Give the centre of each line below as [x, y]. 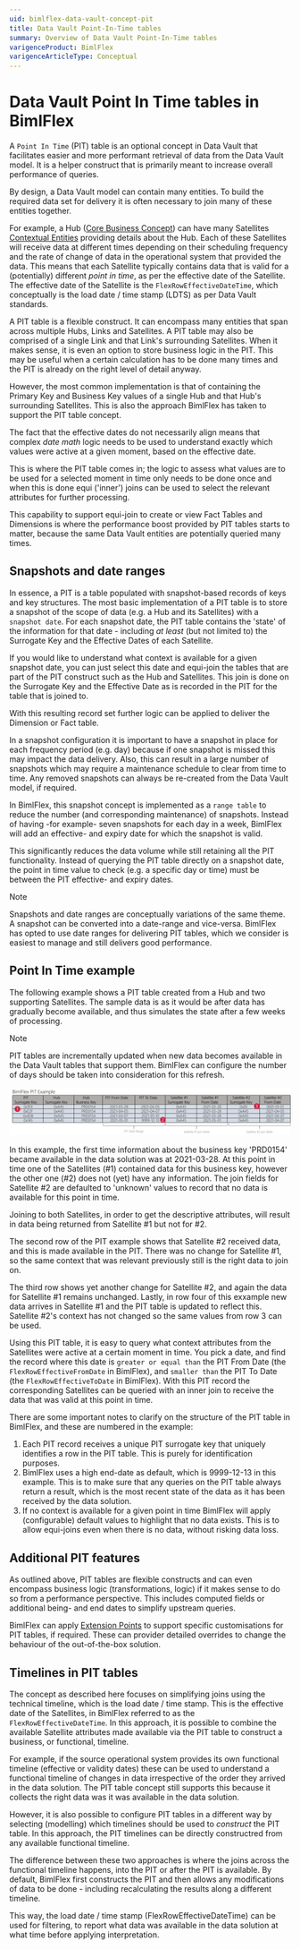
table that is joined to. [49, 696]
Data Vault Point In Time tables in [134, 102]
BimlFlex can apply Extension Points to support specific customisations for [146, 1626]
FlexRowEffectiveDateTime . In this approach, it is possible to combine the [143, 1722]
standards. [29, 304]
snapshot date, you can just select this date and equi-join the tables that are [149, 667]
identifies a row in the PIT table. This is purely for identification [137, 1454]
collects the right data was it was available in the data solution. [124, 1797]
